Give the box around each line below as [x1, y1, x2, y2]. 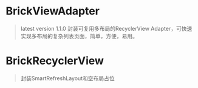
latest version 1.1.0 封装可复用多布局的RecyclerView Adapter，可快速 [20, 25, 193, 32]
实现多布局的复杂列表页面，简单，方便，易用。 [20, 32, 138, 40]
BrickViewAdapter [5, 4, 100, 18]
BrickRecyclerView [5, 54, 104, 68]
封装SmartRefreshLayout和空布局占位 [20, 74, 115, 82]
